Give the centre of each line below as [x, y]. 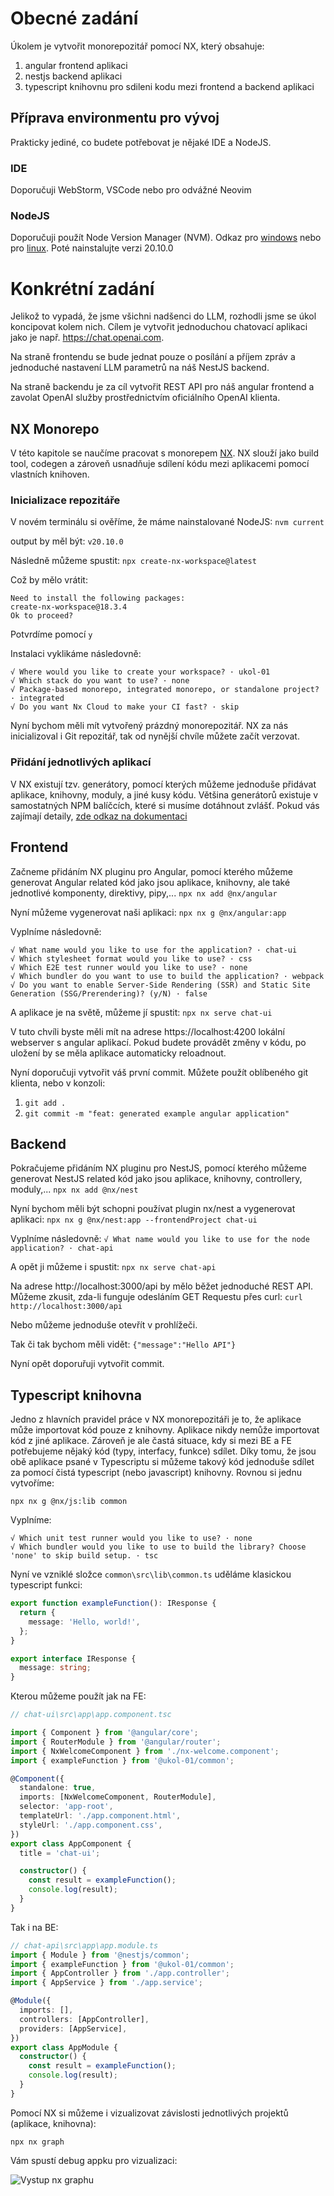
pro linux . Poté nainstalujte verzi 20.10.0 [92, 248]
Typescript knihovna [76, 1395]
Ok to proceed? [42, 616]
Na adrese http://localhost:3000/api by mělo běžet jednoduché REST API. [162, 1286]
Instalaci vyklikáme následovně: [76, 654]
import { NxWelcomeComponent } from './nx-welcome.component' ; [145, 1751]
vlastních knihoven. [50, 474]
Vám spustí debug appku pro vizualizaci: [94, 2160]
